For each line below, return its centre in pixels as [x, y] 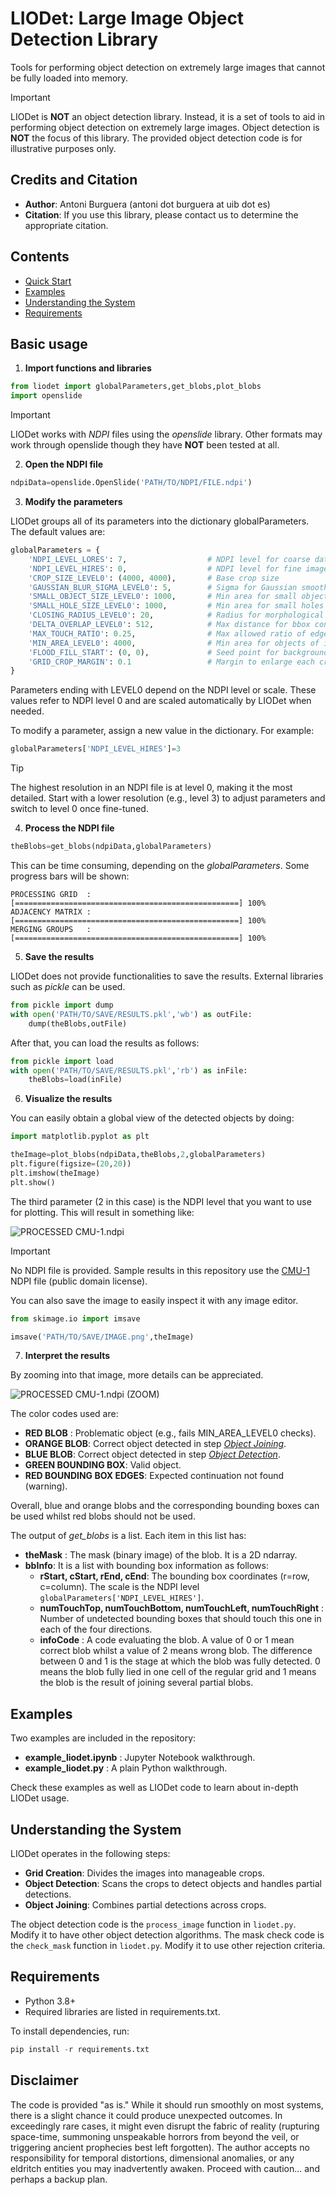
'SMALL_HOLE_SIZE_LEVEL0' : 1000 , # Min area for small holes [176, 606]
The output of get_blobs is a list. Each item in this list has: [128, 1536]
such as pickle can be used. [68, 986]
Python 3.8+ [50, 2001]
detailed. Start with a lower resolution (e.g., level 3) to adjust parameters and [168, 798]
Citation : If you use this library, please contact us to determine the [161, 214]
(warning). [46, 1486]
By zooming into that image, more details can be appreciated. [137, 1375]
